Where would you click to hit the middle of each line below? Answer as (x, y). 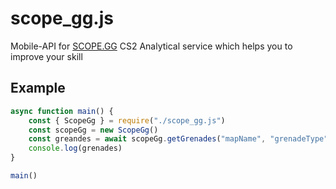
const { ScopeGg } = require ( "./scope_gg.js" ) (127, 120)
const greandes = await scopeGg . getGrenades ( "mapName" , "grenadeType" (178, 139)
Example (38, 88)
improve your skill (46, 56)
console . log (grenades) (75, 148)
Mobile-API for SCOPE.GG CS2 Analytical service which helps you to (151, 46)
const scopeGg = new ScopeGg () (93, 130)
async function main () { (62, 111)
